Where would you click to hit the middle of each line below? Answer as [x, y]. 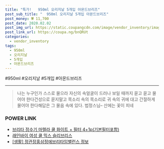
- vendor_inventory [29, 41]
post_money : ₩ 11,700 [27, 19]
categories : [17, 37]
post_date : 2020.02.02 [28, 23]
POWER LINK [21, 118]
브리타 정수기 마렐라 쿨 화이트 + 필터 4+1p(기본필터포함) [66, 130]
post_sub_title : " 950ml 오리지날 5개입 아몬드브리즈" [57, 14]
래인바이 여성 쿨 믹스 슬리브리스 [42, 136]
